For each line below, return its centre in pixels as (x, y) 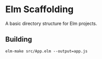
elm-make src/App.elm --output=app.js (46, 51)
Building (19, 39)
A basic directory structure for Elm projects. (51, 23)
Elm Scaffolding (40, 9)
